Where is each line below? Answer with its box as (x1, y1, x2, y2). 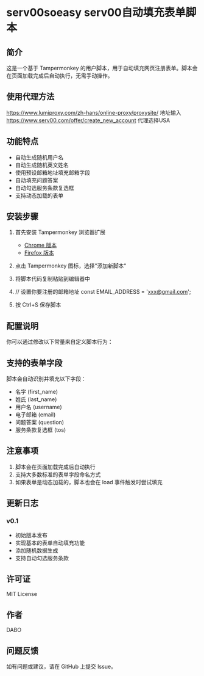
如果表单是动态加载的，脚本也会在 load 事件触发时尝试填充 (15, 478, 163, 485)
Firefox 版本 (24, 249, 54, 256)
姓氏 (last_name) (15, 396, 57, 403)
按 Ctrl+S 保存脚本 (15, 301, 62, 308)
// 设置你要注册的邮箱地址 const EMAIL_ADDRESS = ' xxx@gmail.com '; (15, 288, 191, 296)
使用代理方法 (6, 92, 55, 102)
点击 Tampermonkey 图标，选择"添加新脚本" (15, 262, 127, 269)
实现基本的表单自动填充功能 (15, 539, 85, 547)
